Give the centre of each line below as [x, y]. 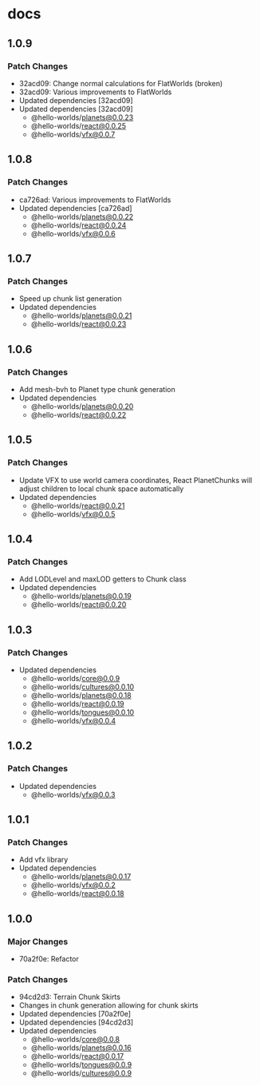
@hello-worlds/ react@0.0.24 [79, 225]
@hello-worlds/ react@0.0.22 [79, 414]
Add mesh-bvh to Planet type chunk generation [97, 389]
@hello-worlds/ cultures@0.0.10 [83, 687]
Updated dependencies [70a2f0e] [75, 1014]
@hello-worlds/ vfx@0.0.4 [73, 721]
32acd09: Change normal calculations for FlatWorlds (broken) [121, 83]
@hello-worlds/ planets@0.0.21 [81, 315]
